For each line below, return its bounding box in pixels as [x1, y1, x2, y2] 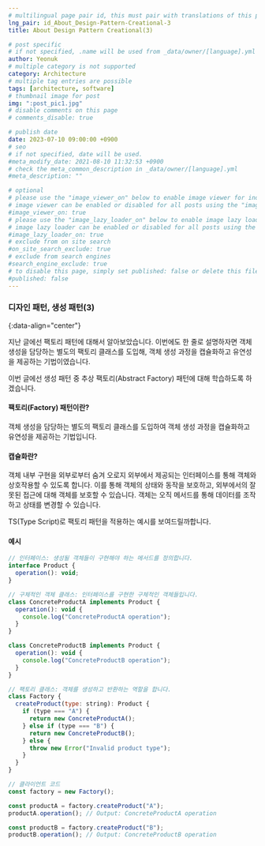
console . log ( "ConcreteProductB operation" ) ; [22, 656, 171, 664]
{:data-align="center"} [8, 321, 81, 330]
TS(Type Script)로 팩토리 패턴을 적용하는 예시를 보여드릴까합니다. [8, 517, 211, 526]
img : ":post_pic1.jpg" [8, 100, 83, 107]
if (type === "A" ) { [22, 708, 90, 716]
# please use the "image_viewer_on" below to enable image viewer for [8, 194, 245, 202]
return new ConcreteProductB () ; [28, 729, 136, 737]
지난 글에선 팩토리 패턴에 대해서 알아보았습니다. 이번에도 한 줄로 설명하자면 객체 [8, 337, 252, 346]
